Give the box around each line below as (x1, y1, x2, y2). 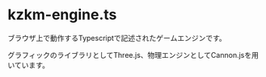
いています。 (7, 60, 50, 70)
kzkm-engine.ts (7, 6, 117, 24)
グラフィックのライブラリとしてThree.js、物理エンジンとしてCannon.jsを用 (7, 50, 260, 59)
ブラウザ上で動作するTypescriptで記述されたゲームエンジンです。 (7, 33, 227, 43)
